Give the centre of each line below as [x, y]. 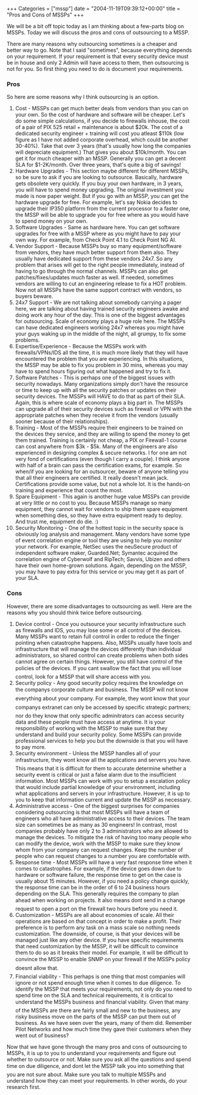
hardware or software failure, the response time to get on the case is [98, 875]
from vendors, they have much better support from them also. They [97, 252]
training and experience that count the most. [69, 490]
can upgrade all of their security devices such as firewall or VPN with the [103, 409]
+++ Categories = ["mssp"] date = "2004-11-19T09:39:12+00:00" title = [94, 9]
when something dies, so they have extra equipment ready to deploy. [99, 516]
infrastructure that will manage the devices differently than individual [98, 649]
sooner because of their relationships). [62, 421]
